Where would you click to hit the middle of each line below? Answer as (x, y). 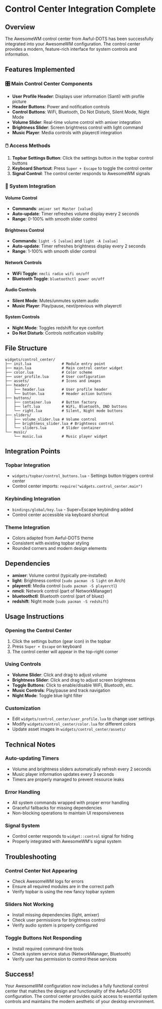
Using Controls (23, 664)
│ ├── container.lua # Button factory (51, 402)
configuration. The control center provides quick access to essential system (81, 996)
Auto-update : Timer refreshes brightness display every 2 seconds (79, 246)
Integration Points (33, 452)
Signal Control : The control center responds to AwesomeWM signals (81, 173)
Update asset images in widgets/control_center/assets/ (69, 729)
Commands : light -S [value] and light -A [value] (65, 241)
